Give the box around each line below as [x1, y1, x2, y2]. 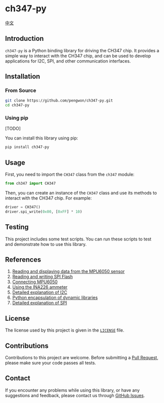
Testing [5, 223, 29, 232]
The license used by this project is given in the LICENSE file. [5, 327, 124, 333]
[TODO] [5, 126, 21, 132]
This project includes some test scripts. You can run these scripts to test [5, 236, 152, 242]
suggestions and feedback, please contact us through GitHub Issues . [5, 392, 145, 398]
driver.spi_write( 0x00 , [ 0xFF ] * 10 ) [5, 209, 82, 214]
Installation [5, 72, 40, 81]
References [5, 256, 41, 264]
